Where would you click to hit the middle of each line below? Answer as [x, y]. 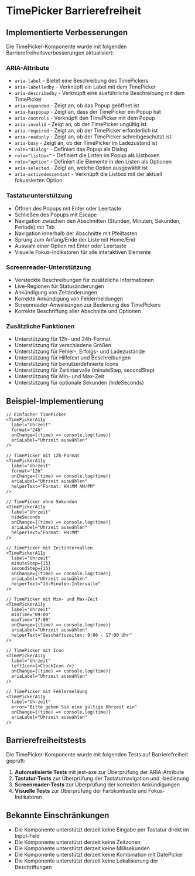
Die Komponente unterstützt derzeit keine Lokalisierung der [86, 861]
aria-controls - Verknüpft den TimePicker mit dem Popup [85, 118]
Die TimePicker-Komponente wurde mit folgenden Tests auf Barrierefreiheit [97, 754]
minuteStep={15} [31, 563]
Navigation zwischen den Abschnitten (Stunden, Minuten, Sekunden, [97, 220]
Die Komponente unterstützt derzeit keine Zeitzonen [78, 842]
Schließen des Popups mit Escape [56, 215]
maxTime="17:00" [31, 620]
